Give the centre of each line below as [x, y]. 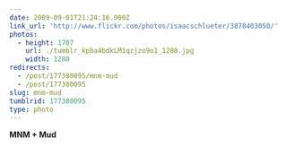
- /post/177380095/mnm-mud [68, 76]
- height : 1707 [46, 43]
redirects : [30, 68]
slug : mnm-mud [36, 92]
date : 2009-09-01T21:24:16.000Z [69, 17]
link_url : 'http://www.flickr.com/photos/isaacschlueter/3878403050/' [144, 26]
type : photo [31, 109]
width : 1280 [48, 59]
